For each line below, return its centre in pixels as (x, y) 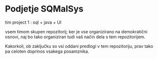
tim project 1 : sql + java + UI (33, 22)
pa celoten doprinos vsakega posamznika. (47, 51)
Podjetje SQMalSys (44, 9)
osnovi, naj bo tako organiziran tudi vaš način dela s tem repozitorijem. (75, 37)
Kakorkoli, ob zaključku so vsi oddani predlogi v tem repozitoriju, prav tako (79, 46)
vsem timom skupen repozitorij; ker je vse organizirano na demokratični (76, 31)
